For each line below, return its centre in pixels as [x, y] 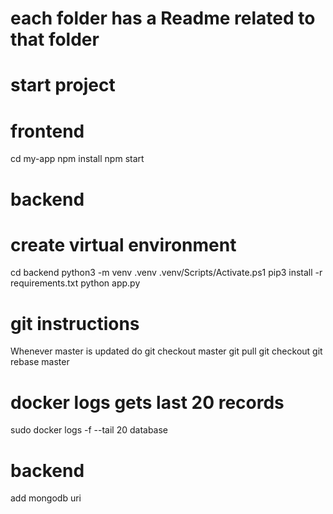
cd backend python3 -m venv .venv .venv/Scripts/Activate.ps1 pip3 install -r [166, 273]
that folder [55, 39]
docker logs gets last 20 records [147, 402]
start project [63, 85]
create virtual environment [123, 244]
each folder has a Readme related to [163, 18]
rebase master [40, 362]
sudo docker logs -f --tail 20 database [89, 430]
